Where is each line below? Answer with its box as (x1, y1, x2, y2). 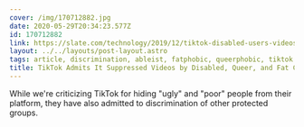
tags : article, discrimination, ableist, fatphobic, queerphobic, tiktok (9, 55, 294, 64)
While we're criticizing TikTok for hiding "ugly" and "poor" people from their (9, 87, 292, 99)
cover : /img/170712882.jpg (9, 13, 111, 23)
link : (9, 38, 30, 48)
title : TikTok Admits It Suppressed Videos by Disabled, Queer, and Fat (9, 64, 290, 73)
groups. (9, 107, 39, 118)
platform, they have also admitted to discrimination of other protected (9, 97, 269, 108)
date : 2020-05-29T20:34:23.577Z (9, 22, 131, 31)
